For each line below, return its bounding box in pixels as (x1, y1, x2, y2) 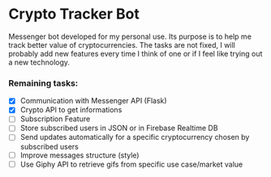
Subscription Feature (19, 114, 91, 124)
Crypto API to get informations (19, 105, 123, 115)
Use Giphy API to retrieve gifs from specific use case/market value (19, 159, 243, 169)
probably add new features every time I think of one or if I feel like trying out (8, 48, 263, 58)
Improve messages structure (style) (19, 150, 140, 160)
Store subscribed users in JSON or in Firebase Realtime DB (19, 123, 218, 133)
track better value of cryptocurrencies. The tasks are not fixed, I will (8, 40, 235, 49)
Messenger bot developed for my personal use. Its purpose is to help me (8, 32, 252, 41)
